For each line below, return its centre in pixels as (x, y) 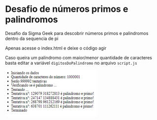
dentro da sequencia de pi (32, 39)
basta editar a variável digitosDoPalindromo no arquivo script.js (71, 63)
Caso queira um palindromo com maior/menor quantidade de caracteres (78, 57)
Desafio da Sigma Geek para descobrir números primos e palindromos (77, 33)
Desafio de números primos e (67, 9)
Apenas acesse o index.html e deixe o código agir (56, 48)
